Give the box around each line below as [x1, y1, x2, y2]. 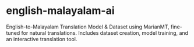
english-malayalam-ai [6, 4, 115, 17]
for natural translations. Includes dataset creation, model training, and [21, 29, 188, 36]
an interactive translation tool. [6, 35, 77, 42]
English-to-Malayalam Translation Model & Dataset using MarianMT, [6, 23, 170, 30]
